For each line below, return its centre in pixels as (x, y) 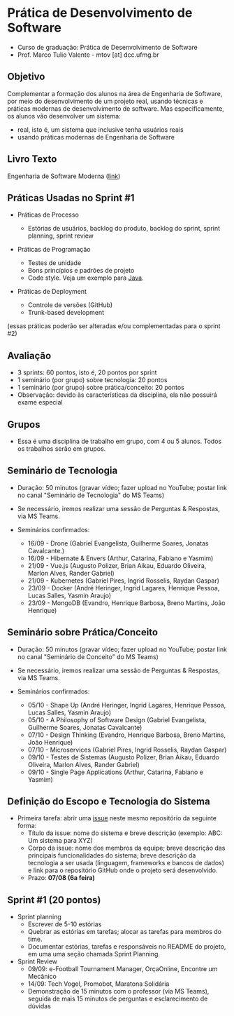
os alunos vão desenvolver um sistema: (64, 116)
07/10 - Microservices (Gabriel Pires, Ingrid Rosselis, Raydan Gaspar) (127, 750)
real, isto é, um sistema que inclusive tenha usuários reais (100, 129)
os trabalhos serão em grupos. (61, 449)
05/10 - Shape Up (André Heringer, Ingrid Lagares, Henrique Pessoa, (127, 705)
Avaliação (29, 355)
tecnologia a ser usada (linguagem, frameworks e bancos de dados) (126, 863)
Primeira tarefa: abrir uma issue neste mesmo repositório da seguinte (117, 818)
